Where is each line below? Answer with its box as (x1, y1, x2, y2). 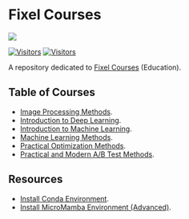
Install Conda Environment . (19, 193, 110, 203)
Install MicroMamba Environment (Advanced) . (19, 202, 172, 212)
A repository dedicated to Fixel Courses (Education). (8, 62, 182, 72)
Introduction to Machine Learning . (19, 124, 132, 133)
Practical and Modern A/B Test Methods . (19, 149, 155, 159)
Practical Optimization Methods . (19, 141, 127, 150)
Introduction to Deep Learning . (19, 115, 122, 125)
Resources (8, 173, 63, 186)
